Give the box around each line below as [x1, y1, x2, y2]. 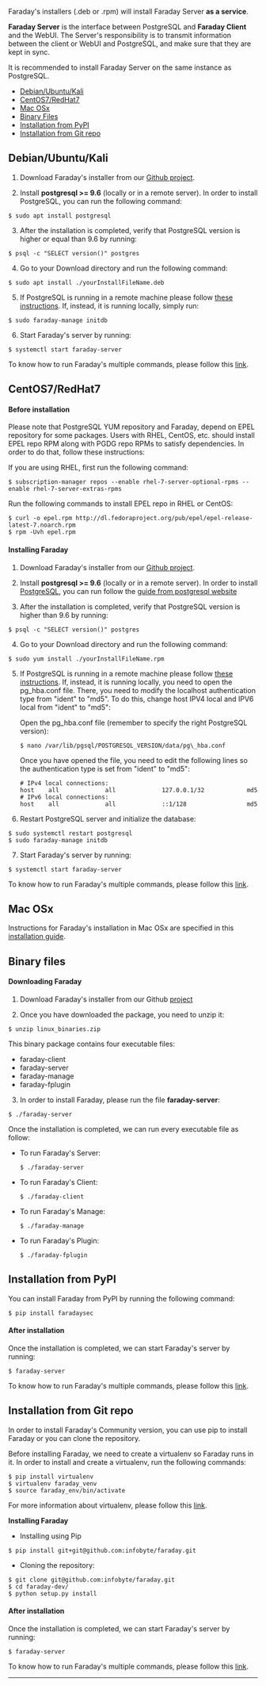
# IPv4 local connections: [19, 779, 109, 787]
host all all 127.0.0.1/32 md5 [19, 786, 258, 794]
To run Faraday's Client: [19, 1178, 98, 1187]
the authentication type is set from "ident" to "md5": [19, 764, 190, 773]
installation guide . [8, 932, 66, 941]
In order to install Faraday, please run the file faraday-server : [19, 1095, 220, 1105]
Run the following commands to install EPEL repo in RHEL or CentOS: [8, 499, 234, 508]
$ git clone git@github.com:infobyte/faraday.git [8, 1576, 176, 1584]
